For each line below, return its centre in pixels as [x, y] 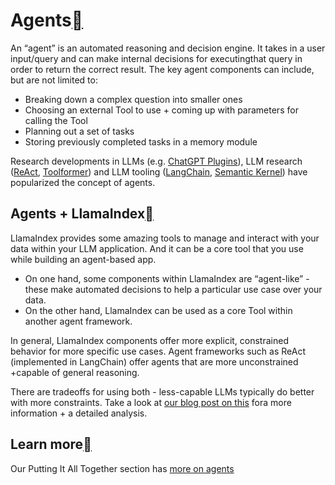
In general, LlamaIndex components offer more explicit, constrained [149, 340]
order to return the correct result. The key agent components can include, [162, 69]
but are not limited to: [54, 80]
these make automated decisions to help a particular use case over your [173, 289]
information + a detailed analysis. [79, 413]
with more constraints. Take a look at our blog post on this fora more [151, 402]
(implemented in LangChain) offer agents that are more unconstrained [154, 361]
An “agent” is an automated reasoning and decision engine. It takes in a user [168, 48]
